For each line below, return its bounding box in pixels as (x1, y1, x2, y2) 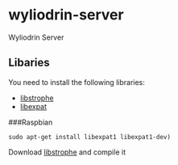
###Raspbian (8, 117, 53, 127)
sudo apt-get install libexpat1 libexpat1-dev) (8, 133, 172, 141)
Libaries (8, 56, 50, 70)
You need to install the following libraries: (8, 77, 145, 87)
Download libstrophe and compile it (8, 147, 126, 157)
